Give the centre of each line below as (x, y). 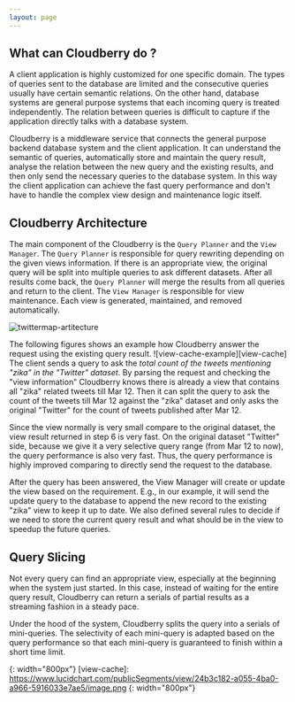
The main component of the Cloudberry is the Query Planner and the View (143, 244)
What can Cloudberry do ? (83, 54)
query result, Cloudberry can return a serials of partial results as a (129, 598)
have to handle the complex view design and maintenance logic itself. (136, 195)
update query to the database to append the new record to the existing (138, 501)
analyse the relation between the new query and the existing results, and (141, 167)
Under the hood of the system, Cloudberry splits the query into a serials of (145, 624)
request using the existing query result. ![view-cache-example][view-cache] (148, 354)
